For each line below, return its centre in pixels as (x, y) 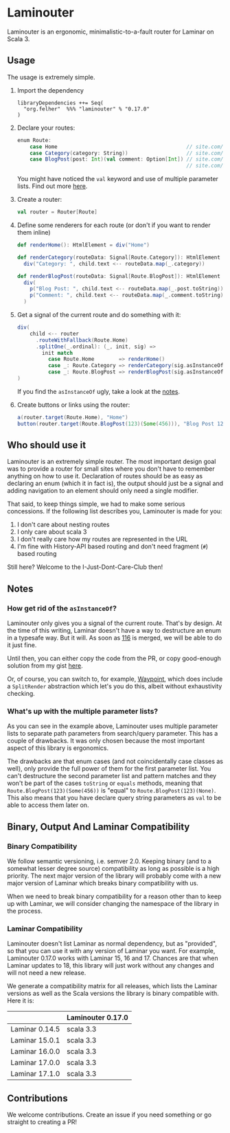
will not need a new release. (47, 973)
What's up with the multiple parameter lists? (83, 712)
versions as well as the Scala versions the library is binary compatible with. (113, 994)
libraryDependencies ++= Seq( (60, 103)
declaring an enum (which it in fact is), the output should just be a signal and (115, 483)
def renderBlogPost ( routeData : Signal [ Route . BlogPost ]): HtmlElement (119, 276)
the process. (25, 911)
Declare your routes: (46, 128)
